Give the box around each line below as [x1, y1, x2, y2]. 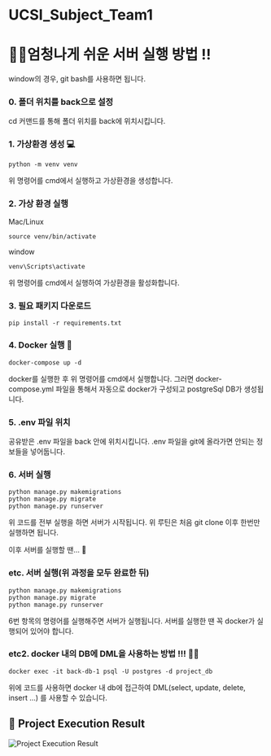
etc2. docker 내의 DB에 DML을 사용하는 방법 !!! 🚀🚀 [8, 649, 199, 660]
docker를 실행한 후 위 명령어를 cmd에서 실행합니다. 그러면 [8, 374, 194, 383]
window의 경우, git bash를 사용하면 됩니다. [8, 74, 146, 84]
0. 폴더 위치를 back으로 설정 [8, 96, 114, 107]
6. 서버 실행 [8, 469, 51, 480]
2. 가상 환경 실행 [8, 198, 69, 209]
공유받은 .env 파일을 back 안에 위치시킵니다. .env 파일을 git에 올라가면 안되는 [8, 436, 255, 446]
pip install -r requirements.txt [8, 319, 122, 327]
